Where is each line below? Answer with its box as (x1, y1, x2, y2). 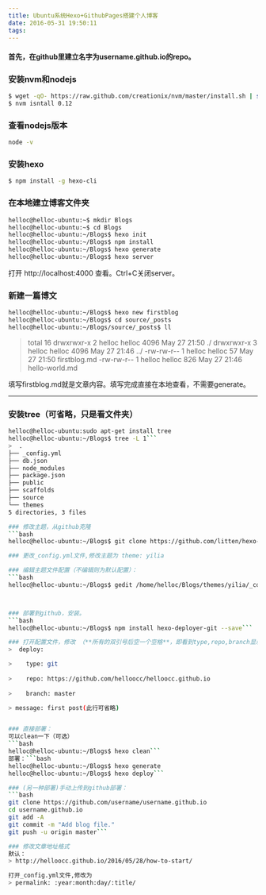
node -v (8, 138, 34, 147)
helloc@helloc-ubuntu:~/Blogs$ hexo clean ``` (8, 747, 161, 755)
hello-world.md (27, 363, 78, 372)
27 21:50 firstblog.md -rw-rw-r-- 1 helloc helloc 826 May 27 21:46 (27, 354, 243, 364)
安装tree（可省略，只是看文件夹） (8, 408, 138, 419)
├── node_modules (8, 464, 66, 473)
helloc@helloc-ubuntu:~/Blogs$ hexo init (8, 231, 147, 239)
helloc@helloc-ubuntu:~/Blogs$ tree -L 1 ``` (8, 434, 158, 442)
